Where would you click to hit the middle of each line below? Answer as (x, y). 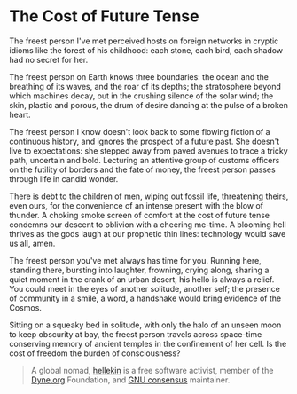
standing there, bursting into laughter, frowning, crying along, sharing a (139, 270)
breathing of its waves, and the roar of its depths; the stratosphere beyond (145, 86)
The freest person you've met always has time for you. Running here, (135, 260)
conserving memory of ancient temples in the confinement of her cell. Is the (148, 343)
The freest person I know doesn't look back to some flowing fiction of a (140, 131)
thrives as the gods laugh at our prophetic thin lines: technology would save (148, 233)
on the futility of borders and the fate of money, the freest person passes (143, 169)
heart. (20, 114)
